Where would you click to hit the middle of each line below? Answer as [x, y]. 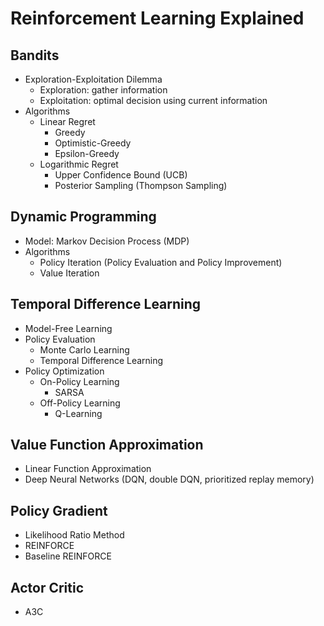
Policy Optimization [64, 371]
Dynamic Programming [83, 217]
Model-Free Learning [68, 328]
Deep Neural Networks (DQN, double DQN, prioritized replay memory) [169, 479]
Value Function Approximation [107, 445]
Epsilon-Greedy [87, 153]
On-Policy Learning [79, 381]
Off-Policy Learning [80, 403]
